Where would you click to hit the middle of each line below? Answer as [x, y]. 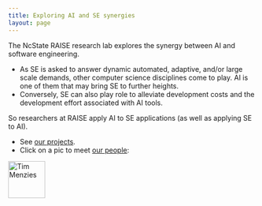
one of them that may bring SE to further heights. [99, 86]
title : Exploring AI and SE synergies [72, 15]
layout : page [30, 23]
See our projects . [48, 141]
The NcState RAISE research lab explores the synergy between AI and [122, 45]
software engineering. [44, 54]
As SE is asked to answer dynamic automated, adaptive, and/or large [131, 69]
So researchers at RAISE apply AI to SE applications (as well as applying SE [130, 118]
